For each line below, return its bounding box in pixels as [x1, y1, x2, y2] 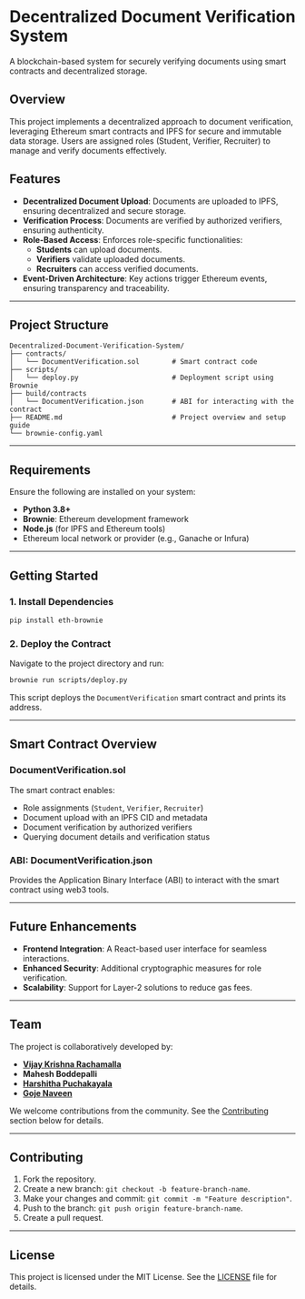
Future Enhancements [9, 919, 138, 934]
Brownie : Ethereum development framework [22, 514, 189, 525]
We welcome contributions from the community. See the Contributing [9, 1105, 270, 1116]
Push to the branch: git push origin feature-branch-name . [22, 1203, 243, 1213]
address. [9, 701, 43, 712]
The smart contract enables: [9, 784, 115, 795]
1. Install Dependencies [9, 595, 114, 608]
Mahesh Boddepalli [22, 1068, 98, 1079]
